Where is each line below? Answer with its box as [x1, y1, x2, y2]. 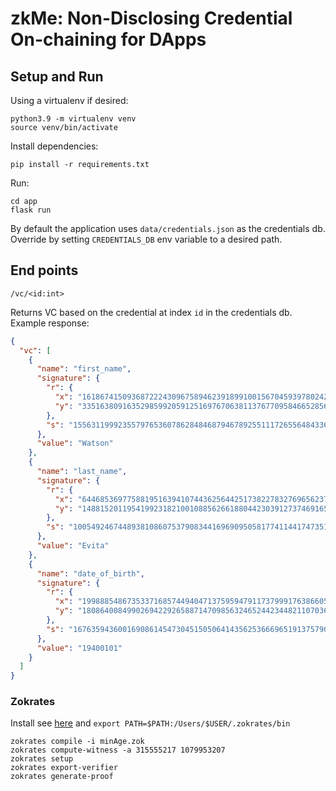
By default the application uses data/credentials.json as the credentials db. [10, 223, 326, 234]
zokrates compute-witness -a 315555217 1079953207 [10, 745, 226, 756]
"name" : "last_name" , [36, 467, 128, 477]
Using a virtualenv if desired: [10, 95, 129, 106]
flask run [10, 205, 52, 215]
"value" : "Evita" [36, 541, 110, 551]
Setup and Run [10, 68, 104, 85]
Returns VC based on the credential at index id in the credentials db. [10, 306, 293, 318]
